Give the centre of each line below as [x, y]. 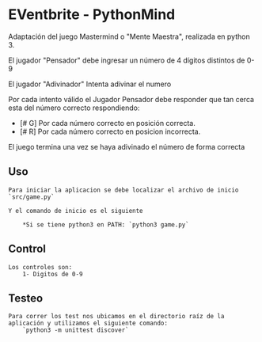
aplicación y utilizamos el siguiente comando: [88, 323]
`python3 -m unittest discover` [76, 330]
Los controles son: [40, 267]
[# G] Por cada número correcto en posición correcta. [107, 123]
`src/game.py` [32, 197]
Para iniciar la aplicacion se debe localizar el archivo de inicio [123, 190]
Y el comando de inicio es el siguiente [76, 211]
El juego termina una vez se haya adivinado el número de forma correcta [127, 146]
